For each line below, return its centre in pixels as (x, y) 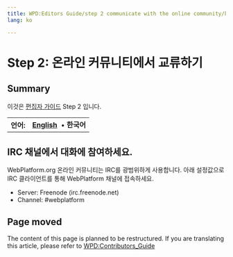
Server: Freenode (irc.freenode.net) (68, 192)
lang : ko (20, 20)
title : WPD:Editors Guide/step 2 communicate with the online (99, 14)
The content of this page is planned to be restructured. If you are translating (115, 239)
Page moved (35, 222)
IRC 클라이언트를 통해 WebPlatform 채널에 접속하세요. (80, 179)
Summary (29, 89)
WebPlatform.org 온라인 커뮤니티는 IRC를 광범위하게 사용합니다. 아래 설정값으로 (116, 170)
